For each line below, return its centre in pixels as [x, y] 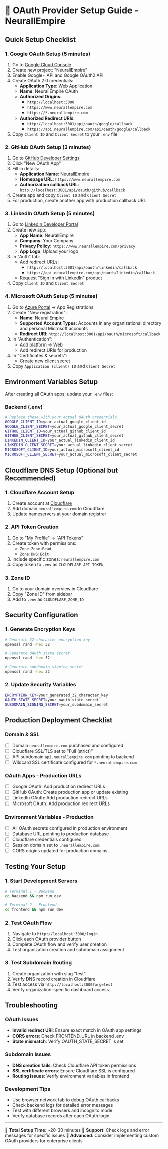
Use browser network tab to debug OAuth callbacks [66, 1100]
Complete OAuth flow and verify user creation [60, 944]
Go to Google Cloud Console [42, 64]
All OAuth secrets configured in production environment [70, 828]
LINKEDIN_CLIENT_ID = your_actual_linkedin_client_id [60, 441]
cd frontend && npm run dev [34, 910]
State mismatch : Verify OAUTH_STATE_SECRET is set [68, 1041]
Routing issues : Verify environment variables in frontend [71, 1076]
